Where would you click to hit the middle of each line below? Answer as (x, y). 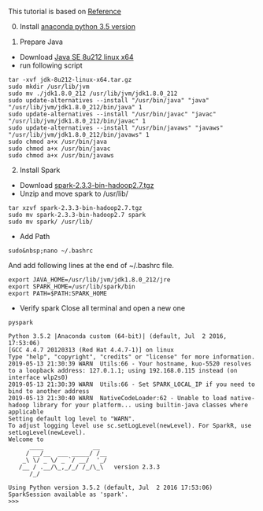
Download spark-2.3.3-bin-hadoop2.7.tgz (87, 185)
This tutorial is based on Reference (65, 11)
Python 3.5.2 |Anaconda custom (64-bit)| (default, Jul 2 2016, (117, 336)
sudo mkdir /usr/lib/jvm (49, 86)
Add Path (35, 236)
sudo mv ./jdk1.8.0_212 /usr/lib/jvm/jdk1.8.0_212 (93, 94)
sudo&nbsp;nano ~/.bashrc (50, 251)
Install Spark (40, 170)
